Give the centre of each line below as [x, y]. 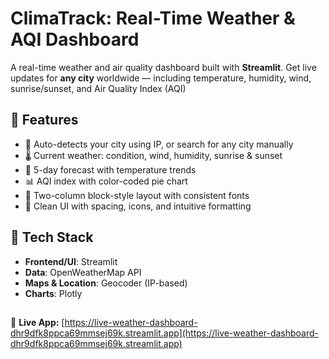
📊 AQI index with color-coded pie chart [106, 181]
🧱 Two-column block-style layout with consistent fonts [137, 195]
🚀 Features [44, 120]
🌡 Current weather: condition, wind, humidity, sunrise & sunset [153, 155]
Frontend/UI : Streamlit [71, 261]
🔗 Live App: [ [37, 322]
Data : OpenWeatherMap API [83, 272]
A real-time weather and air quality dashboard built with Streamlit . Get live [163, 67]
